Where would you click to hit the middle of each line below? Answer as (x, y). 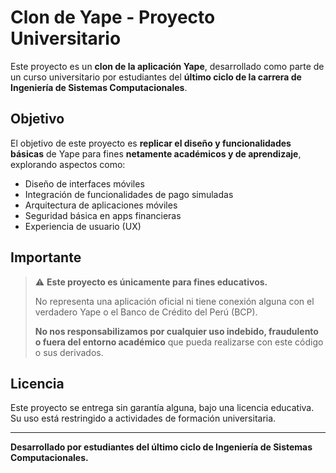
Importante (46, 257)
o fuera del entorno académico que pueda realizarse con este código (179, 342)
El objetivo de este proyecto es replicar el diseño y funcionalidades (151, 143)
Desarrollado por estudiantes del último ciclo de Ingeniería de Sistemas (161, 447)
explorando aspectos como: (68, 164)
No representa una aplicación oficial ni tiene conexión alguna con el (174, 301)
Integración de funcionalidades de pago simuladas (129, 194)
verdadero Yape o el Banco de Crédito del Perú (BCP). (146, 312)
